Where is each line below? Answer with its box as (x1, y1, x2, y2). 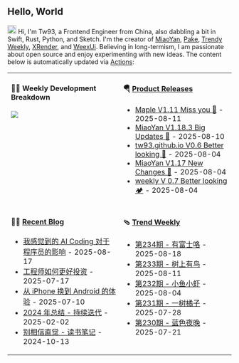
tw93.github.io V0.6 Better (134, 140, 224, 150)
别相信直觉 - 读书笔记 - (23, 327, 102, 337)
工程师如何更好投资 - (23, 267, 94, 277)
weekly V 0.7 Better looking (134, 176, 228, 186)
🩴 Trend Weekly (123, 217, 181, 227)
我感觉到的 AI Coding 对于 (23, 236, 110, 246)
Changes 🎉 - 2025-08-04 (134, 167, 226, 177)
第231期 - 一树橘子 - (134, 298, 207, 308)
